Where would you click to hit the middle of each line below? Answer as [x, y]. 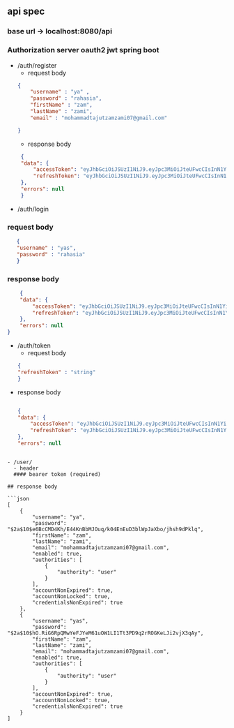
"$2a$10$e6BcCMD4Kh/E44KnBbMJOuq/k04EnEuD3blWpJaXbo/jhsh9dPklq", [106, 529]
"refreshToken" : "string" [56, 372]
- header [26, 468]
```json [18, 498]
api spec [26, 12]
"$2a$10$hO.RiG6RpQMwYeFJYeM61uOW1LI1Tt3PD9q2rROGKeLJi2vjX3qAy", [106, 633]
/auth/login [33, 209]
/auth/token [34, 346]
